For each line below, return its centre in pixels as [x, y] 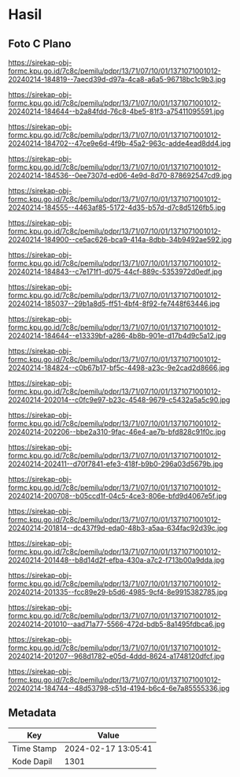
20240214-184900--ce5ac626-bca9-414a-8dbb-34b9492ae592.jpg [120, 239]
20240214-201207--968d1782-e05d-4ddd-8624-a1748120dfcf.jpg [116, 656]
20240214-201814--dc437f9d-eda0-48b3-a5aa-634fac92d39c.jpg [118, 528]
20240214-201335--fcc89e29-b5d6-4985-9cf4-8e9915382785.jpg [118, 592]
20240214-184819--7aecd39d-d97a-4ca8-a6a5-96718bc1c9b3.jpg [117, 79]
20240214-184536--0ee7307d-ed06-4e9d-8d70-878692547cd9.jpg [120, 176]
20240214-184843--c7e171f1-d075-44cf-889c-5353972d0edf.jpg [115, 271]
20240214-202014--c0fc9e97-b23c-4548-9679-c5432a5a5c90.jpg [119, 400]
